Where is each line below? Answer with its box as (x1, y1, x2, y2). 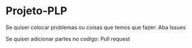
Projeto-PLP (5, 4, 68, 18)
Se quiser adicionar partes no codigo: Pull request (5, 35, 130, 42)
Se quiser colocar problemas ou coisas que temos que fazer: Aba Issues (5, 24, 186, 31)
